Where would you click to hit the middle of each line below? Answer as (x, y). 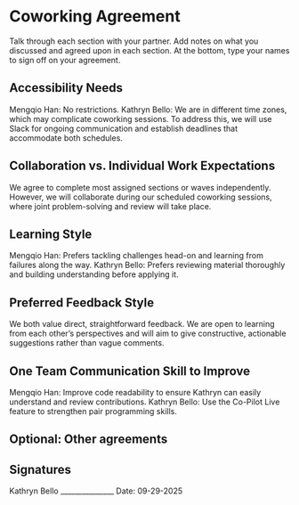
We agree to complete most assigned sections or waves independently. (140, 187)
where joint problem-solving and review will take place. (110, 206)
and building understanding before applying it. (94, 274)
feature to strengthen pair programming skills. (93, 411)
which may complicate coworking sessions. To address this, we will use (141, 118)
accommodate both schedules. (66, 138)
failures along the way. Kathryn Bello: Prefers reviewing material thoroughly (147, 265)
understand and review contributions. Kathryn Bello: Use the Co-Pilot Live (145, 402)
